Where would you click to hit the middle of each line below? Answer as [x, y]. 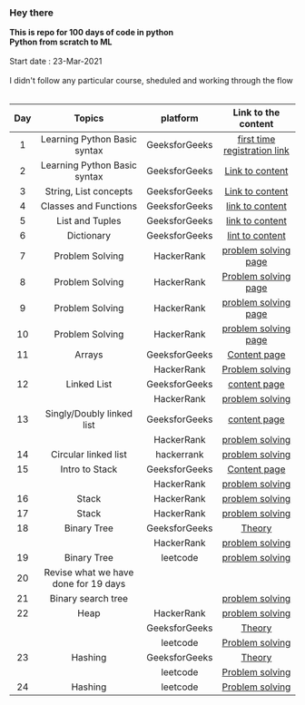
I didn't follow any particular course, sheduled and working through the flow [151, 81]
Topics [89, 118]
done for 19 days [89, 584]
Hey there [32, 13]
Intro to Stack [89, 469]
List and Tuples [89, 221]
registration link [257, 151]
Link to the [256, 113]
